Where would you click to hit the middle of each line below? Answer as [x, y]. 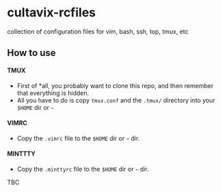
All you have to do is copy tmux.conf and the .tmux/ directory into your [116, 100]
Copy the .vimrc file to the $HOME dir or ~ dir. [78, 138]
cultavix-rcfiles [52, 13]
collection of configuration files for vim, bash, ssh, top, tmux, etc [98, 31]
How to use [31, 53]
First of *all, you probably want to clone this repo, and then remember [115, 85]
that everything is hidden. [53, 93]
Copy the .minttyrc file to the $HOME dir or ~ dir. [83, 169]
